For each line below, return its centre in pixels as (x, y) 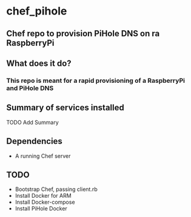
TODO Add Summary (32, 122)
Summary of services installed (65, 108)
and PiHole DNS (30, 88)
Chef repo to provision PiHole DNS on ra (83, 34)
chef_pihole (37, 11)
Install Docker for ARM (43, 196)
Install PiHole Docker (41, 209)
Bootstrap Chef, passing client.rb (56, 189)
